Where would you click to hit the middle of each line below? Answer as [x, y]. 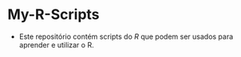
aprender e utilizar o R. [56, 44]
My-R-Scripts [54, 15]
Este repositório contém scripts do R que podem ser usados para [126, 36]
